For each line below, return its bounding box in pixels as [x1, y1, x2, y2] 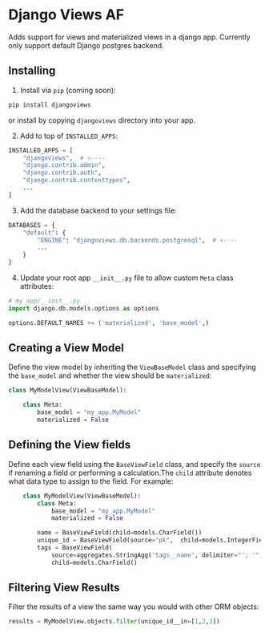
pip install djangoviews [8, 100, 91, 109]
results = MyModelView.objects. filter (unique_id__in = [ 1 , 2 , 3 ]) [8, 618, 220, 626]
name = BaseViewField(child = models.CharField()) [37, 529, 203, 537]
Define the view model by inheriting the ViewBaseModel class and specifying [8, 363, 256, 372]
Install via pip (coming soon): [19, 85, 116, 95]
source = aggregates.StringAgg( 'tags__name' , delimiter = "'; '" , [50, 551, 263, 559]
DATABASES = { [8, 221, 56, 229]
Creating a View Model [8, 341, 124, 355]
